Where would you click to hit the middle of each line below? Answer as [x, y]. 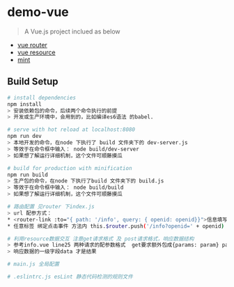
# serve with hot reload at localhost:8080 [71, 130]
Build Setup [33, 82]
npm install [24, 104]
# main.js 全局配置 [33, 264]
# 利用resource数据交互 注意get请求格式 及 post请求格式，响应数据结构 [101, 239]
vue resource [36, 52]
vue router [32, 45]
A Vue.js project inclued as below [72, 31]
